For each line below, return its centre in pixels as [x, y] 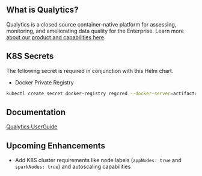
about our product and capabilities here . [56, 37]
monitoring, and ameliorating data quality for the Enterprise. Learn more [95, 31]
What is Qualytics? [42, 10]
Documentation [36, 112]
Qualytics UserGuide [32, 127]
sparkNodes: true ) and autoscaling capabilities [73, 167]
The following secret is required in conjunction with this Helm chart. [90, 71]
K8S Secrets [30, 56]
